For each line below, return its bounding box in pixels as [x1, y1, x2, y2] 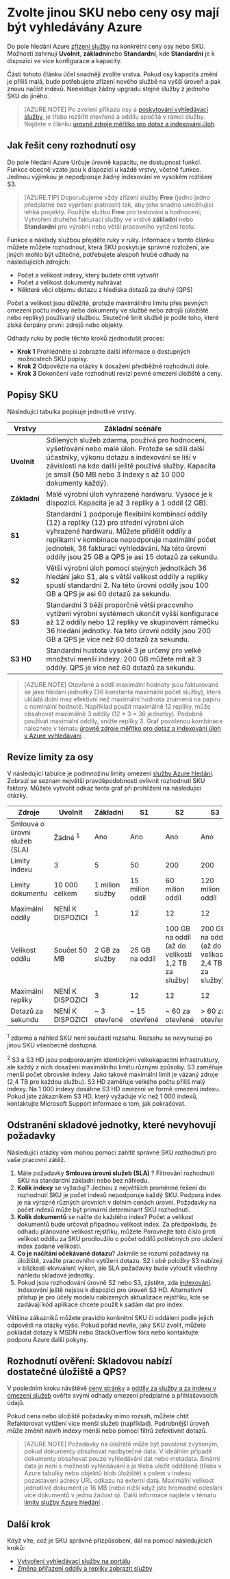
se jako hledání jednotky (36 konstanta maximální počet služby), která [23, 688, 221, 696]
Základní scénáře [103, 424, 162, 433]
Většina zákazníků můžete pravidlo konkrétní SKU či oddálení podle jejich [7, 1313, 214, 1321]
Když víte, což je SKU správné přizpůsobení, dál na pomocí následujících [7, 1536, 213, 1545]
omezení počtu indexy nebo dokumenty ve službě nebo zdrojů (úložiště [7, 306, 209, 314]
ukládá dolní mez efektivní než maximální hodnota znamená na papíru [23, 695, 221, 703]
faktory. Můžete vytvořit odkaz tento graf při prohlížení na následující [7, 784, 202, 793]
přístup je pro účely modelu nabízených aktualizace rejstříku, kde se [16, 1293, 209, 1301]
